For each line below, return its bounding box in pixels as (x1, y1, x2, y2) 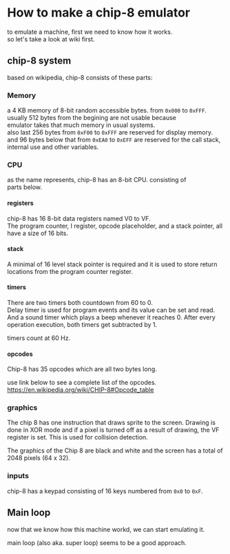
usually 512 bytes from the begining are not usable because (7, 114, 177, 122)
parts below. (7, 183, 43, 191)
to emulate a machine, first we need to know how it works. (7, 28, 173, 36)
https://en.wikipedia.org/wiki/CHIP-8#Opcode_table (7, 386, 154, 394)
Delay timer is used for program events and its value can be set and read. (7, 306, 216, 314)
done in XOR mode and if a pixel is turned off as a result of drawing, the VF (7, 426, 220, 434)
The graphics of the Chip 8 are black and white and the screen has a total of (7, 446, 224, 455)
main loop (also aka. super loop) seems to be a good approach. (7, 538, 187, 546)
